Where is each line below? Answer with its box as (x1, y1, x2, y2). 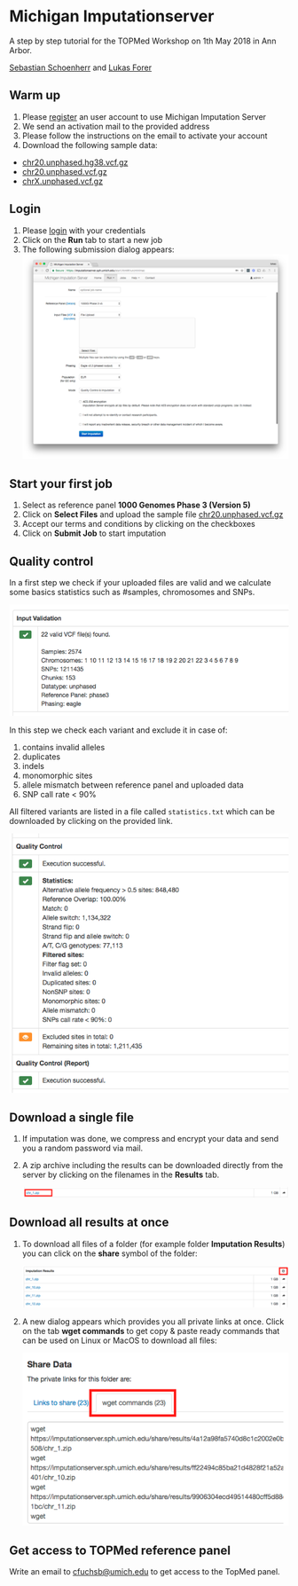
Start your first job (9, 476, 114, 491)
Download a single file (9, 1110, 135, 1125)
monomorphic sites (21, 770, 93, 781)
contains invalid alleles (21, 742, 106, 753)
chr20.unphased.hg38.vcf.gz (21, 157, 129, 168)
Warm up (9, 88, 60, 103)
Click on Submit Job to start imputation (21, 528, 167, 538)
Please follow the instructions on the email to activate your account (21, 130, 268, 141)
